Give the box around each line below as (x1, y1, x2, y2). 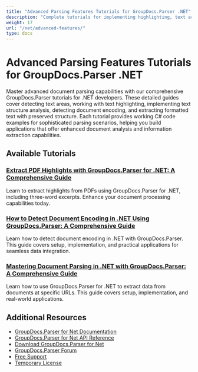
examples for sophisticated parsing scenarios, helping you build (6, 119, 161, 127)
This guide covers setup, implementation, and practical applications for (6, 241, 179, 248)
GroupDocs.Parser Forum (14, 347, 77, 354)
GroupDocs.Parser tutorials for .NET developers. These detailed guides (6, 94, 179, 101)
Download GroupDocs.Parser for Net (14, 341, 104, 348)
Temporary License (14, 360, 62, 367)
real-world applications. (6, 295, 64, 303)
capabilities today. (6, 200, 51, 207)
